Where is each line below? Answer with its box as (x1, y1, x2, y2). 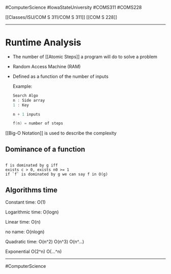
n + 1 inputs (12, 112, 41, 117)
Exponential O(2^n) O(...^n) (5, 248, 62, 254)
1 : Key (12, 102, 29, 107)
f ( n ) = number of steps (12, 121, 64, 126)
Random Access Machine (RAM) (12, 63, 81, 69)
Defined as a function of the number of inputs (12, 73, 108, 79)
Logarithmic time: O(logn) (5, 209, 59, 215)
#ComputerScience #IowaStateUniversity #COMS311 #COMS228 (5, 5, 142, 10)
